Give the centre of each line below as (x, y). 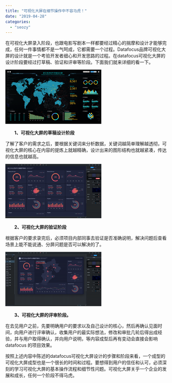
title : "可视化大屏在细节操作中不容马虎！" (46, 11)
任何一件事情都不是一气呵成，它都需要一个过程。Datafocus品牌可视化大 (90, 49)
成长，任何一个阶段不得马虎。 (46, 375)
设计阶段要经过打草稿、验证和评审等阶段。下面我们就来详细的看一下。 (79, 62)
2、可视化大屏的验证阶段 (40, 227)
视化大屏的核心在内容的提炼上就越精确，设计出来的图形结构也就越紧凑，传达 (86, 150)
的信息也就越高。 (23, 157)
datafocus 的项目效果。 (30, 345)
